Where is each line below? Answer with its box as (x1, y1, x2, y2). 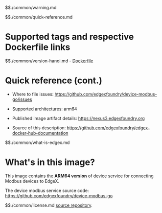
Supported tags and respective (5, 31, 134, 43)
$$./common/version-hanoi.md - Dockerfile (5, 58, 93, 64)
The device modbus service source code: (5, 188, 89, 193)
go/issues (12, 96, 32, 102)
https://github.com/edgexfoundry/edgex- (67, 125, 150, 131)
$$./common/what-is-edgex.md (5, 140, 70, 145)
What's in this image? (5, 157, 95, 168)
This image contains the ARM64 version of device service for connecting (5, 173, 154, 179)
